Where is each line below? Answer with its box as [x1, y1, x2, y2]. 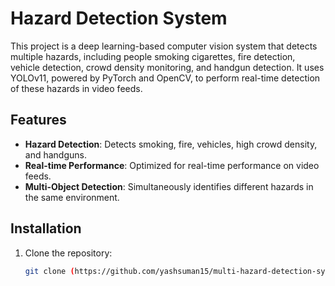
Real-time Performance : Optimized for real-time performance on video [24, 159, 320, 171]
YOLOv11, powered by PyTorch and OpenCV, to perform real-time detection [10, 72, 321, 84]
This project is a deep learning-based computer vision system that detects [10, 40, 318, 52]
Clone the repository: [24, 247, 113, 259]
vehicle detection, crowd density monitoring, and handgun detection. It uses [10, 61, 325, 73]
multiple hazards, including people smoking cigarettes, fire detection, [10, 50, 296, 62]
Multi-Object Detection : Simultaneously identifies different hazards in [24, 180, 314, 192]
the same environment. [24, 191, 120, 203]
